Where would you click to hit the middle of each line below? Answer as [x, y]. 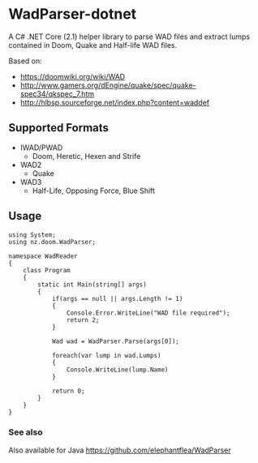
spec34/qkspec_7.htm [57, 93]
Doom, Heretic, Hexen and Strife [86, 156]
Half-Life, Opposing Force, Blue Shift [94, 191]
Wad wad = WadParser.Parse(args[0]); [116, 341]
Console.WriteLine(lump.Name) [117, 370]
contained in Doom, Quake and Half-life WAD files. [92, 45]
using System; [32, 235]
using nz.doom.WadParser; [52, 242]
